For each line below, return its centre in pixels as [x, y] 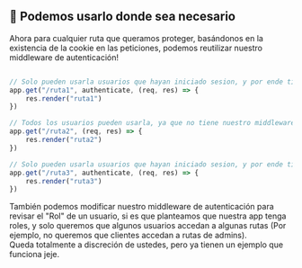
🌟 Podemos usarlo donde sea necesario [123, 17]
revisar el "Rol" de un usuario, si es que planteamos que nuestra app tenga [148, 216]
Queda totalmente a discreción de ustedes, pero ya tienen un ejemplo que [147, 245]
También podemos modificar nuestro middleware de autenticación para [142, 207]
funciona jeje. [35, 255]
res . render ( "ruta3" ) [64, 181]
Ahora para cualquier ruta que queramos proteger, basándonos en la [136, 38]
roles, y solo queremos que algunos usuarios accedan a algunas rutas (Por [148, 226]
